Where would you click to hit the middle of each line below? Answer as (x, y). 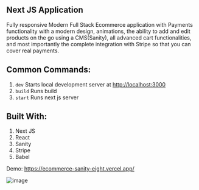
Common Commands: (49, 70)
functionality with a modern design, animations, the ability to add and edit (98, 31)
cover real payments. (33, 51)
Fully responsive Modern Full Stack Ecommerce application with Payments (100, 24)
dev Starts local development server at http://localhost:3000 (90, 84)
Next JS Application (45, 10)
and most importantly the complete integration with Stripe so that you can (99, 44)
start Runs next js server (47, 97)
